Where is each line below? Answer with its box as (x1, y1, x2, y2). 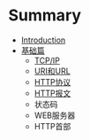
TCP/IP (34, 55, 61, 66)
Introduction (20, 35, 66, 45)
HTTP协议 (34, 76, 71, 87)
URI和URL (34, 66, 71, 76)
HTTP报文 (34, 88, 71, 98)
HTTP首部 (34, 121, 71, 131)
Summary (8, 5, 81, 26)
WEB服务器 (34, 110, 76, 121)
